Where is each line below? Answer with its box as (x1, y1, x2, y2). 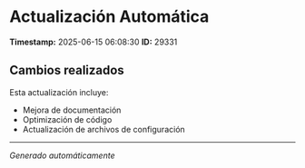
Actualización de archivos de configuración (22, 124, 186, 134)
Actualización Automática (9, 6, 210, 27)
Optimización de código (22, 114, 113, 124)
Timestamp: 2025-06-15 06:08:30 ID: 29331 (9, 36, 178, 47)
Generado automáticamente (9, 150, 115, 161)
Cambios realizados (9, 63, 124, 78)
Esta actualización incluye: (9, 86, 109, 97)
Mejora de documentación (22, 104, 122, 115)
